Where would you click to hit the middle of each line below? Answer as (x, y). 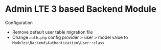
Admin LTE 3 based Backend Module (81, 9)
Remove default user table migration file (52, 32)
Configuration (19, 23)
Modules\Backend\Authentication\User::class (58, 43)
